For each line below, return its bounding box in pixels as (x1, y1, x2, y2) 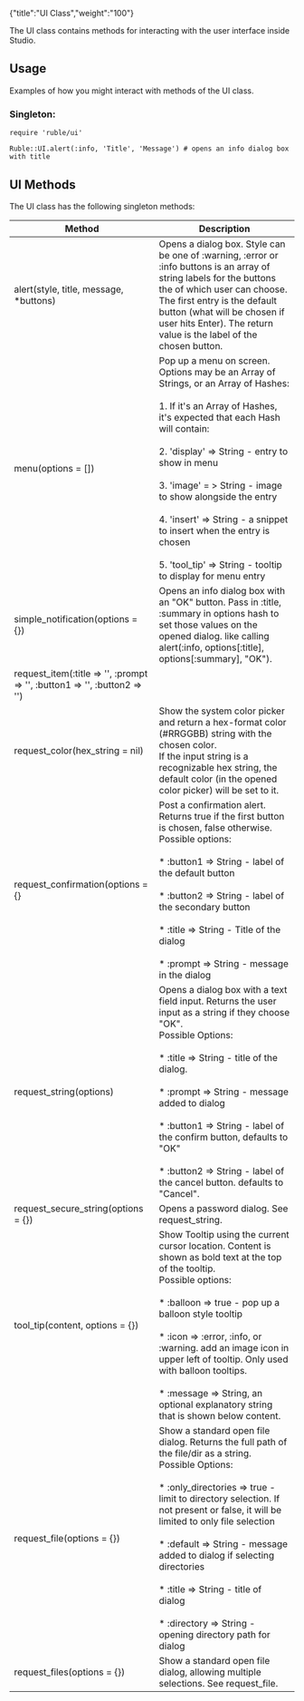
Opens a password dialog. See (158, 1201, 289, 1214)
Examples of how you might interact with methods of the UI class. (9, 85, 254, 96)
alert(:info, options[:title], (158, 641, 265, 654)
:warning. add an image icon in (158, 1341, 290, 1354)
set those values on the (158, 618, 258, 631)
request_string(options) (14, 1085, 115, 1098)
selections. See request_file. (158, 1677, 279, 1689)
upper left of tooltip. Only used (158, 1353, 289, 1366)
